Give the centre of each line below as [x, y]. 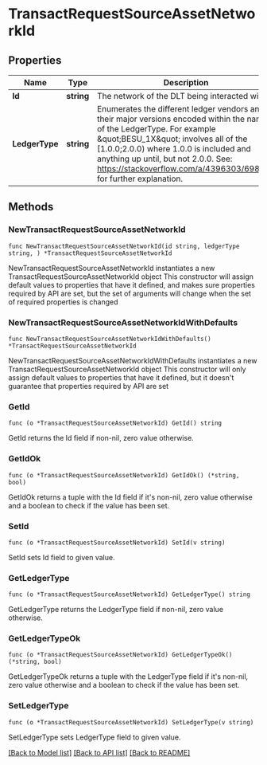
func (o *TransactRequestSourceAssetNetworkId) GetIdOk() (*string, [124, 475]
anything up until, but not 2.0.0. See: [164, 159]
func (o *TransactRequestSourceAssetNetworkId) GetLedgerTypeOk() [120, 655]
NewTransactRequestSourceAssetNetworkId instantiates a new [112, 268]
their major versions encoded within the [170, 119]
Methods [31, 207]
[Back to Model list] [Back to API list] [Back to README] [99, 752]
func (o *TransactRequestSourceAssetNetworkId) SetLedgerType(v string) [131, 722]
